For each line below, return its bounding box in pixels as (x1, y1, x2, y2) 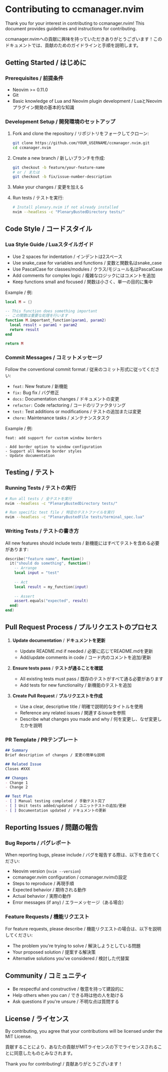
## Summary (5, 748, 28, 753)
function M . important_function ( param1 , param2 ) (5, 318, 107, 323)
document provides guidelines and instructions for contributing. (5, 25, 137, 31)
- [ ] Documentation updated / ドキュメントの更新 (5, 808, 106, 813)
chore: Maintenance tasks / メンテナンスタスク (12, 415, 110, 421)
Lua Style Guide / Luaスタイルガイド (5, 241, 94, 248)
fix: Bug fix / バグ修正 (12, 389, 59, 396)
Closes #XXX (5, 766, 30, 771)
